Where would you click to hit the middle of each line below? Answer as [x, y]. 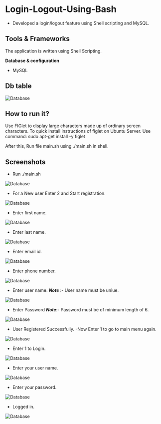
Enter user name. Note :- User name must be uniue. [65, 290]
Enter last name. [29, 232]
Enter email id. [27, 252]
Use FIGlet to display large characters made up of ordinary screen [73, 126]
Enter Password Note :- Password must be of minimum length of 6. [80, 310]
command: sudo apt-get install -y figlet [45, 137]
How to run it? [27, 114]
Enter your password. [34, 387]
